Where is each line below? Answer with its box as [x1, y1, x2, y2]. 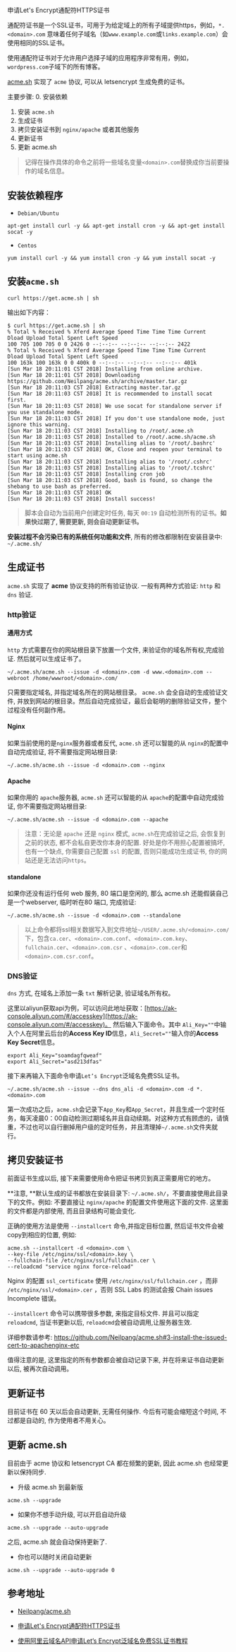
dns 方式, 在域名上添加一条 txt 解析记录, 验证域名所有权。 [7, 988, 175, 997]
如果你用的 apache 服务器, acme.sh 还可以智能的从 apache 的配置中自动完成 [7, 793, 218, 802]
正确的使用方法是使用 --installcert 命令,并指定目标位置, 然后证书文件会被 [7, 1222, 224, 1231]
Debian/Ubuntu [17, 210, 59, 217]
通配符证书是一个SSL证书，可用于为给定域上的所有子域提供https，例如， [7, 21, 219, 30]
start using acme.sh [7, 452, 68, 459]
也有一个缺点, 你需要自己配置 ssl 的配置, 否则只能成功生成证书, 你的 [24, 847, 222, 856]
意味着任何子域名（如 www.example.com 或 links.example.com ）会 [46, 30, 228, 38]
